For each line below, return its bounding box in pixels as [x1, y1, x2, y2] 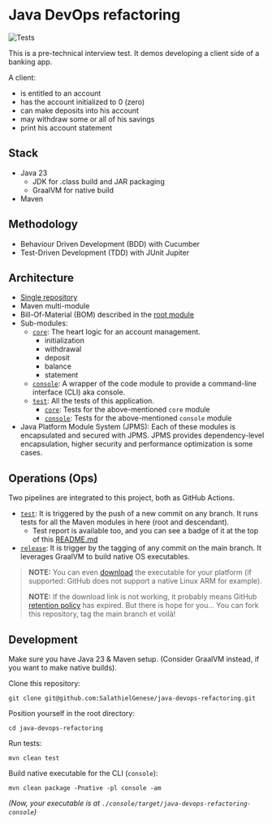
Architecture [8, 270, 75, 285]
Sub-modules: [19, 318, 68, 328]
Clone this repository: [8, 679, 81, 688]
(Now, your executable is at [8, 798, 101, 808]
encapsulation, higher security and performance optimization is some [19, 439, 253, 449]
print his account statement [19, 123, 113, 132]
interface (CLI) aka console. [32, 387, 126, 397]
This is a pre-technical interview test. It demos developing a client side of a [8, 48, 260, 58]
